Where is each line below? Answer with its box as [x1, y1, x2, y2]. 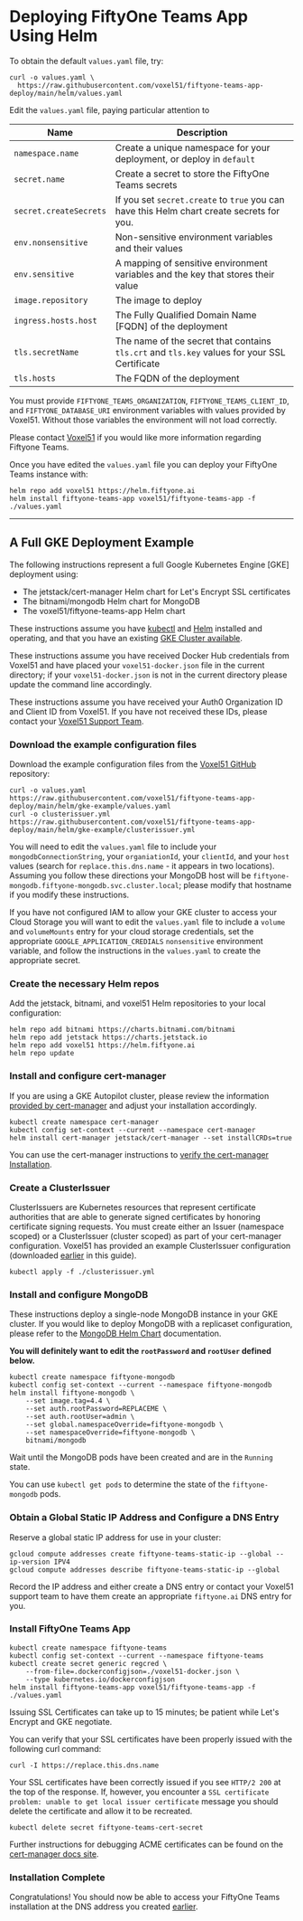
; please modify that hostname [179, 880, 292, 891]
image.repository [14, 295, 88, 305]
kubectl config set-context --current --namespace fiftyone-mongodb [9, 1381, 272, 1390]
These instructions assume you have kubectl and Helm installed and [9, 622, 263, 634]
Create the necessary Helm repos [9, 977, 160, 989]
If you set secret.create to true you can [115, 193, 286, 205]
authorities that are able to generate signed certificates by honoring [9, 1211, 261, 1222]
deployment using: [9, 568, 78, 580]
